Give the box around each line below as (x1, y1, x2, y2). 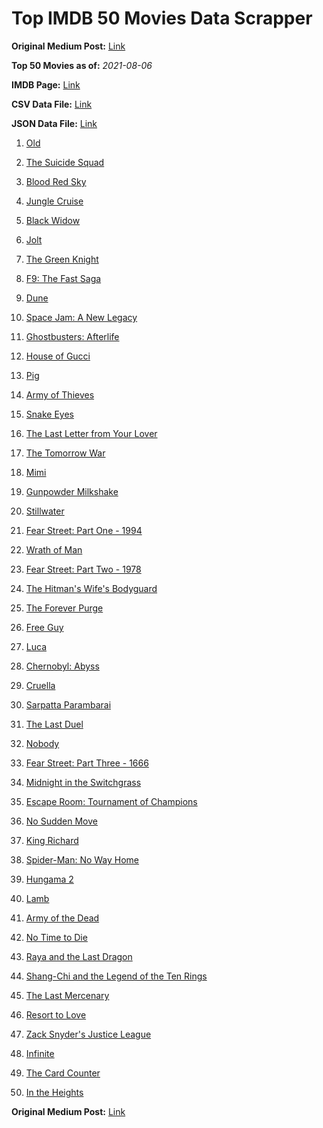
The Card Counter (25, 1067, 101, 1079)
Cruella (25, 679, 56, 691)
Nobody (25, 737, 60, 749)
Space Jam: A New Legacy (25, 311, 138, 323)
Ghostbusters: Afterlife (25, 330, 120, 342)
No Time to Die (25, 931, 88, 943)
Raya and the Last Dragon (25, 950, 133, 962)
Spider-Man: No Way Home (25, 853, 140, 866)
